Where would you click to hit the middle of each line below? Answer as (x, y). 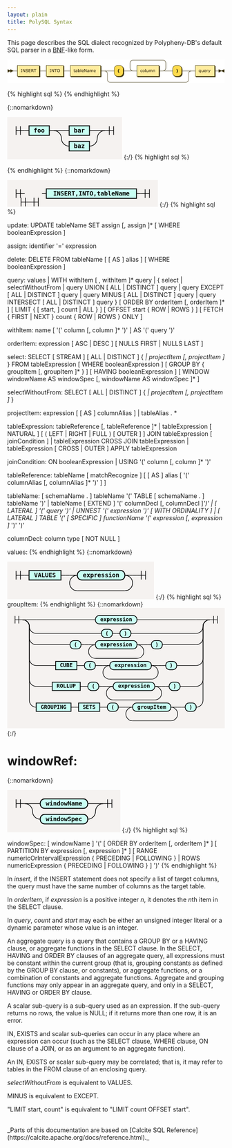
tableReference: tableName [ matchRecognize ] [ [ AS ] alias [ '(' (98, 475)
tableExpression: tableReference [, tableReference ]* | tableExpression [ (109, 427)
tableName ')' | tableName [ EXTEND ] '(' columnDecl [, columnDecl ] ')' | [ (112, 504)
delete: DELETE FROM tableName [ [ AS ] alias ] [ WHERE (89, 260)
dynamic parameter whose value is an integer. (73, 928)
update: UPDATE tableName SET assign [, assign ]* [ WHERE (94, 225)
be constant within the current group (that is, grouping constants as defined (115, 963)
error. (15, 1021)
